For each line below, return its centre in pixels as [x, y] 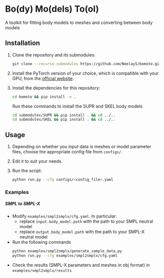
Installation [23, 43]
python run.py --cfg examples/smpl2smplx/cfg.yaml [65, 256]
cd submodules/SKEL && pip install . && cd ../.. [64, 120]
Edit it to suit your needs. [37, 161]
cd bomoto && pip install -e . [44, 97]
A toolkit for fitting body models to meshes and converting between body [79, 22]
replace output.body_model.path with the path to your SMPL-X [82, 232]
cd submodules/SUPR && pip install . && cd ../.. [64, 115]
